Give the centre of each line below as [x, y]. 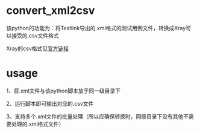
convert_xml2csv [51, 11]
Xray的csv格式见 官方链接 [38, 48]
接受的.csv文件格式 [35, 35]
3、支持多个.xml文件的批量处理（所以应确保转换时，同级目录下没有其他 [95, 116]
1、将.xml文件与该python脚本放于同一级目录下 [63, 91]
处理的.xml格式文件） [38, 124]
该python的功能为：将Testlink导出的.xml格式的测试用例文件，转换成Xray [96, 28]
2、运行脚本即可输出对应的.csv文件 [50, 103]
